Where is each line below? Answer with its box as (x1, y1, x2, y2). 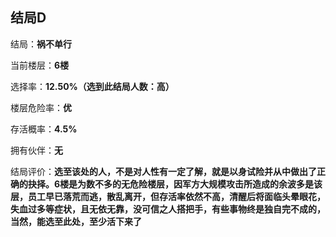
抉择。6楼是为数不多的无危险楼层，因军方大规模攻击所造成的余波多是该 (27, 178, 323, 190)
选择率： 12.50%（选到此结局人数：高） (10, 80, 175, 92)
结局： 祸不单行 (10, 38, 72, 50)
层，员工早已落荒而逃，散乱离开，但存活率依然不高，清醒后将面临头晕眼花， (10, 190, 326, 202)
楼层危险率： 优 (10, 101, 72, 113)
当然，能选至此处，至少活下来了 (10, 215, 142, 227)
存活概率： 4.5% (10, 123, 78, 135)
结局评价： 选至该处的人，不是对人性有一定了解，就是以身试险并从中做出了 (10, 165, 317, 177)
